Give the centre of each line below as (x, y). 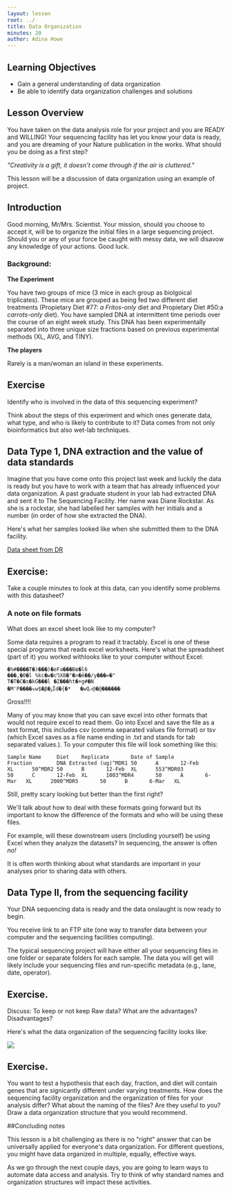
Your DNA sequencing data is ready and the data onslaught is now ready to (114, 909)
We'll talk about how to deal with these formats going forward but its (104, 807)
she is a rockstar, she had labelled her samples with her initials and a (105, 508)
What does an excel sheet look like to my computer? (81, 628)
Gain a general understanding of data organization (89, 84)
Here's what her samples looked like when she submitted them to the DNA (113, 529)
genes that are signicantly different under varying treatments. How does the (115, 1091)
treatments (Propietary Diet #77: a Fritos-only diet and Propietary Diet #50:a (115, 307)
